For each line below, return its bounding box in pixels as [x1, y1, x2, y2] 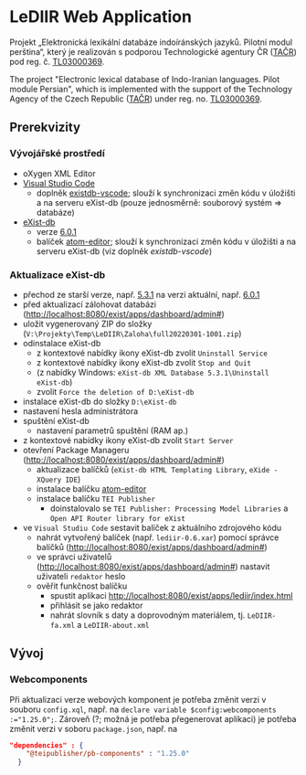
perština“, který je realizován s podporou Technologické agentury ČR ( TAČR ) [9, 46, 297, 57]
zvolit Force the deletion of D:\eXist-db [36, 386, 195, 397]
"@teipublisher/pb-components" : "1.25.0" [26, 749, 190, 759]
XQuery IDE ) [36, 473, 81, 484]
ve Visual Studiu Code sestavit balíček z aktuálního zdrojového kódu [22, 522, 282, 533]
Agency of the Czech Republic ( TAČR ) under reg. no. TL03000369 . [9, 93, 262, 104]
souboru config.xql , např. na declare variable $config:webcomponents [9, 704, 277, 715]
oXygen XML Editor [22, 167, 96, 179]
